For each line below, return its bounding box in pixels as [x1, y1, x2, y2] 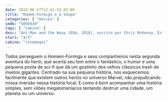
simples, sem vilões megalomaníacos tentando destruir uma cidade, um [5, 85, 153, 91]
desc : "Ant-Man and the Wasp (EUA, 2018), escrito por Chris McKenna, [5, 30, 155, 35]
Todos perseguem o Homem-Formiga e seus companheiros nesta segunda [5, 53, 160, 59]
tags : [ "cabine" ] [5, 26, 46, 31]
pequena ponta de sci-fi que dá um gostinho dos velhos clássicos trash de [5, 64, 159, 70]
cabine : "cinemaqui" [5, 40, 48, 45]
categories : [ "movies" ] [5, 16, 59, 21]
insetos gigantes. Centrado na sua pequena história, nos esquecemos [5, 69, 149, 75]
